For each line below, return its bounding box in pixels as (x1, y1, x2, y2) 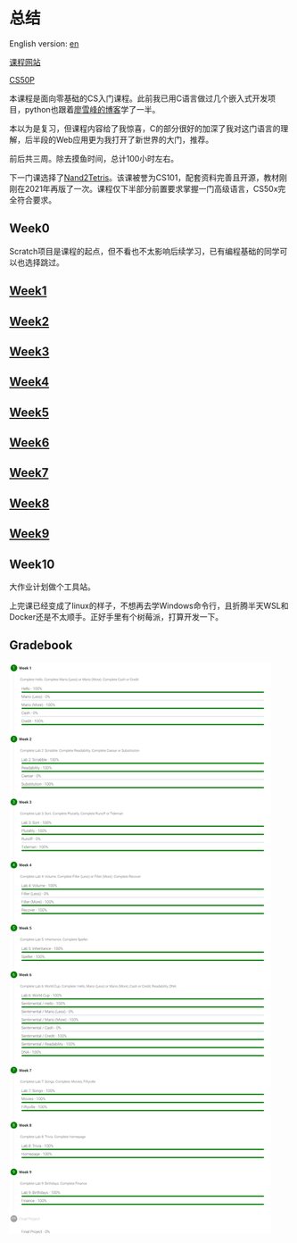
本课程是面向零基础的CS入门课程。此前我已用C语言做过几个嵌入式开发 (9, 93, 268, 104)
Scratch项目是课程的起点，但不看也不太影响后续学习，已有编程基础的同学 (9, 246, 280, 256)
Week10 (9, 556, 55, 571)
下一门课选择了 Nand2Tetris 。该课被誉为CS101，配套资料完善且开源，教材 (9, 171, 280, 183)
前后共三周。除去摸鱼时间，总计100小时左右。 (9, 153, 179, 163)
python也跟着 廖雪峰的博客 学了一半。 (24, 104, 161, 114)
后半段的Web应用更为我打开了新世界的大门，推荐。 (24, 134, 214, 145)
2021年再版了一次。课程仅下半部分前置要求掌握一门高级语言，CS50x (24, 183, 278, 194)
